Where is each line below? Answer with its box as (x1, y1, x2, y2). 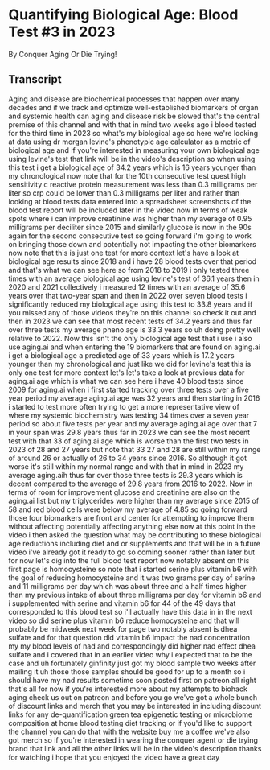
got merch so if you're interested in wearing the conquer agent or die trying (8, 735, 259, 745)
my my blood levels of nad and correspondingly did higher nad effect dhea (8, 641, 256, 651)
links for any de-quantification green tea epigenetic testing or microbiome (8, 710, 253, 719)
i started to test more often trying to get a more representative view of (8, 401, 239, 411)
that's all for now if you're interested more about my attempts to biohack (8, 684, 247, 694)
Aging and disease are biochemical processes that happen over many (8, 94, 239, 104)
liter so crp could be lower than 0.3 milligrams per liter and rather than (8, 187, 239, 198)
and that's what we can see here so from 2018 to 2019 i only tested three (8, 265, 250, 274)
